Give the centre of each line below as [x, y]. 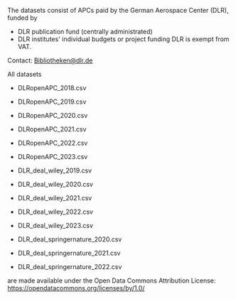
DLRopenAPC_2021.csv [52, 129]
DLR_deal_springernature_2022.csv [70, 267]
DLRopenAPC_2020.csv [53, 115]
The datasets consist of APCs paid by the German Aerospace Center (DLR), [118, 10]
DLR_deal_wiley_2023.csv [55, 225]
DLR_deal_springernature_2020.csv [70, 239]
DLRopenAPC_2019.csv [52, 102]
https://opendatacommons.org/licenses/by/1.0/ [76, 288]
